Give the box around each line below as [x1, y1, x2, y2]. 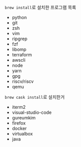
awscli [12, 57, 26, 63]
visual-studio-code [12, 109, 52, 115]
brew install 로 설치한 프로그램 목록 [5, 5, 76, 10]
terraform [12, 52, 32, 58]
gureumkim [12, 115, 36, 120]
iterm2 [12, 104, 26, 110]
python [12, 15, 27, 20]
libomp [12, 47, 27, 52]
